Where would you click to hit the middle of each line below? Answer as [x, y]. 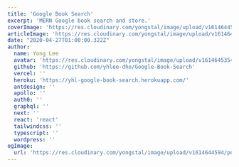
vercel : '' [30, 73]
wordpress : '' [34, 139]
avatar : [25, 60]
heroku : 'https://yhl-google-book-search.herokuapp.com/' [102, 80]
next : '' [27, 113]
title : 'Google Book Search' [51, 14]
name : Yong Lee [36, 54]
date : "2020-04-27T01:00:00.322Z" [59, 41]
